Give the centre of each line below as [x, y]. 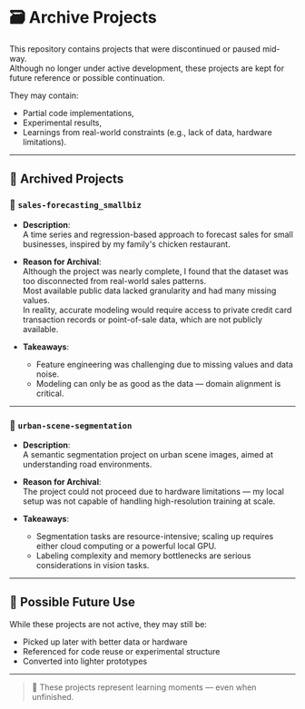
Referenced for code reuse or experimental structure [121, 651]
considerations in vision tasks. [93, 565]
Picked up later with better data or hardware [105, 642]
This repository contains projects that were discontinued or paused [135, 49]
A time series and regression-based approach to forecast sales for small [157, 234]
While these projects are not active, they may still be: [108, 624]
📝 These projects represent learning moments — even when [144, 687]
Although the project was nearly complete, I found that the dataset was [155, 271]
